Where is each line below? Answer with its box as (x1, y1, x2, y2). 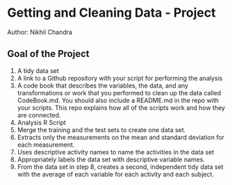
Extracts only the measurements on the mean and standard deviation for (17, 133, 224, 141)
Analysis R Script (17, 118, 66, 127)
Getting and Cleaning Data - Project (7, 5, 217, 21)
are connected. (17, 111, 61, 119)
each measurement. (17, 140, 75, 149)
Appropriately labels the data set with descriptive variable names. (17, 155, 205, 163)
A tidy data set (17, 66, 59, 74)
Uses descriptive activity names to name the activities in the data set (17, 147, 215, 156)
